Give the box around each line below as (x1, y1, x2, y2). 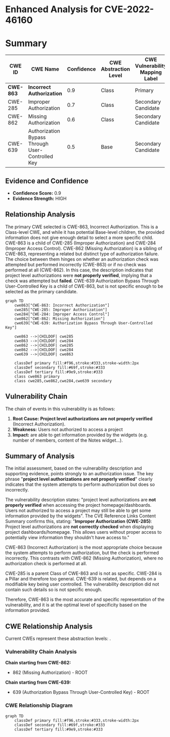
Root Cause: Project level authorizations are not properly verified (12, 415, 153, 421)
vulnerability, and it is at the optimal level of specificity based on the (5, 602, 147, 608)
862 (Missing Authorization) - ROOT (12, 669, 88, 675)
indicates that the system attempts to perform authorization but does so (5, 481, 155, 487)
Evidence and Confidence (5, 176, 89, 185)
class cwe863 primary (14, 374, 60, 379)
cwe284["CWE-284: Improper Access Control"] (14, 312, 110, 317)
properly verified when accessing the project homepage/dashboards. (5, 502, 152, 508)
